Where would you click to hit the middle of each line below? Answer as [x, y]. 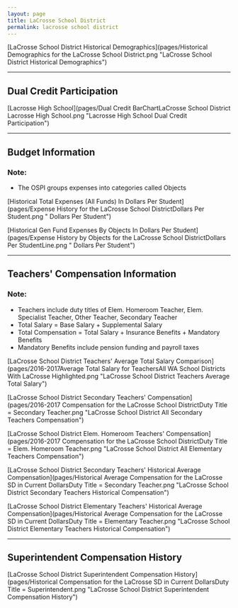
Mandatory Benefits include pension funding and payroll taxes [108, 347]
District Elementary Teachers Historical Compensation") [89, 529]
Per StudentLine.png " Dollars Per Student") [72, 245]
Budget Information [51, 152]
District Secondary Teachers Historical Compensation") [89, 492]
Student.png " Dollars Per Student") [59, 216]
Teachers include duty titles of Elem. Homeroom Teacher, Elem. [110, 309]
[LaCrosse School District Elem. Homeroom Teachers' [86, 433]
